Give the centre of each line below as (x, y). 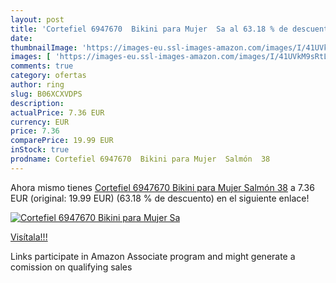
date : (21, 38)
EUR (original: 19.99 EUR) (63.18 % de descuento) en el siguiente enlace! (160, 198)
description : (37, 103)
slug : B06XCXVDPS (46, 94)
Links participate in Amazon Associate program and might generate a (153, 256)
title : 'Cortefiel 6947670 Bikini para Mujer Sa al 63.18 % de (149, 29)
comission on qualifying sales (71, 267)
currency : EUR (40, 122)
